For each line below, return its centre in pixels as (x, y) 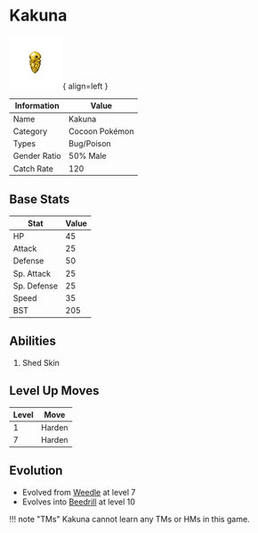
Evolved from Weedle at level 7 (79, 492)
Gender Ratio (37, 156)
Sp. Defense (36, 286)
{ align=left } (85, 86)
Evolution (36, 471)
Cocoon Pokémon (101, 131)
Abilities (32, 341)
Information (37, 106)
